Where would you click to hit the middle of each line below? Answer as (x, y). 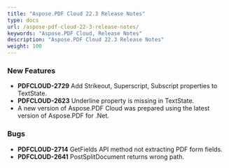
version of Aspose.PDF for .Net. (63, 115)
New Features (32, 71)
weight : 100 (25, 46)
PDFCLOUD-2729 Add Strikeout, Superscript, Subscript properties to (117, 86)
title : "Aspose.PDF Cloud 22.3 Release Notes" (76, 14)
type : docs (23, 20)
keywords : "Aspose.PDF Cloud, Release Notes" (75, 33)
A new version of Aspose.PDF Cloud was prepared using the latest (113, 108)
